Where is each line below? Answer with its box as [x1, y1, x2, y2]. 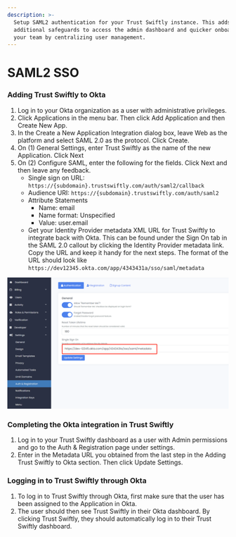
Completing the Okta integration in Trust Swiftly [7, 419, 174, 429]
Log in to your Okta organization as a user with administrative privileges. [17, 106, 227, 114]
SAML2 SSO [7, 65, 79, 81]
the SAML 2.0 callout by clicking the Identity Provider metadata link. [27, 240, 225, 249]
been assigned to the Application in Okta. [17, 499, 137, 507]
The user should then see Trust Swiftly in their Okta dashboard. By [17, 507, 211, 515]
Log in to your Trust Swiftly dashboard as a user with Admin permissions [17, 436, 228, 444]
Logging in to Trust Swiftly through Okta [7, 476, 147, 486]
